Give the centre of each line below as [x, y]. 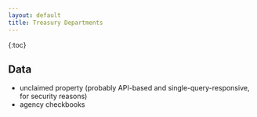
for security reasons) [53, 96]
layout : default [34, 15]
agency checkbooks [52, 105]
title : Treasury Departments [56, 23]
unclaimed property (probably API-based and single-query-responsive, [134, 88]
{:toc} [17, 44]
